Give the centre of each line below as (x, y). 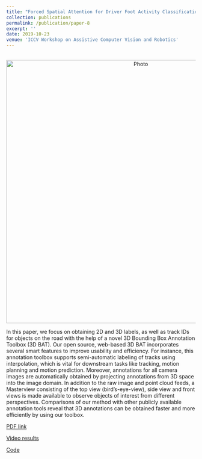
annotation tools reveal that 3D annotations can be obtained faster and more (101, 408)
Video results (23, 438)
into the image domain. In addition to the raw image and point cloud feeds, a (100, 383)
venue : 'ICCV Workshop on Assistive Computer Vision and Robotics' (93, 40)
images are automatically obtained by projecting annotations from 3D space (100, 376)
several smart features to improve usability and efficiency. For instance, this (100, 351)
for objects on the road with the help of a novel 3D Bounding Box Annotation (101, 338)
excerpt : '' (21, 29)
